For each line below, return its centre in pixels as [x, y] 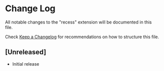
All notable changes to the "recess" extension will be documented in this [79, 22]
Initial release [26, 64]
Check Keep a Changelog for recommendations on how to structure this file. [82, 37]
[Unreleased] [26, 52]
